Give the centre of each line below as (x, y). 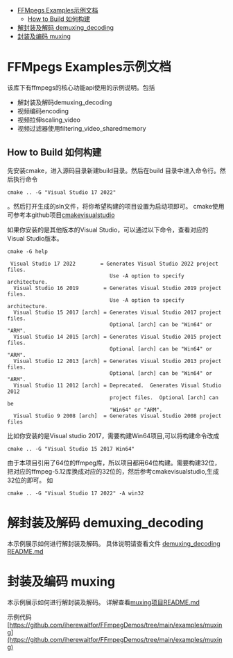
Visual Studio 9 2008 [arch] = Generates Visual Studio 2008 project (118, 416)
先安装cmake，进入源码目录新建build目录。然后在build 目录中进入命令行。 (113, 170)
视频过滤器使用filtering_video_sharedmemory (82, 128)
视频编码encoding (43, 111)
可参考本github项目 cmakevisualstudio (61, 215)
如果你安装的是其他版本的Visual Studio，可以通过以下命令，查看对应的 (108, 230)
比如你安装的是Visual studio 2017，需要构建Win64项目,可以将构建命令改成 (113, 435)
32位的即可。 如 (30, 480)
